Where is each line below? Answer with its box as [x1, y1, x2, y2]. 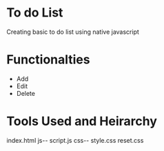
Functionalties [6, 52, 90, 68]
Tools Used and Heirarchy [6, 114, 158, 129]
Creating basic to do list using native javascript [6, 28, 139, 36]
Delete [16, 89, 36, 97]
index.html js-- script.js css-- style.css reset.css [6, 136, 144, 144]
